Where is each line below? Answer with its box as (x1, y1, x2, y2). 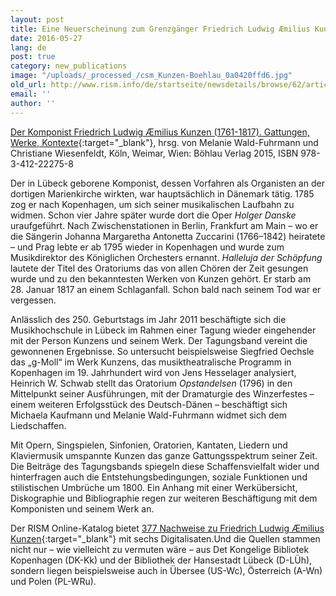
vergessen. (10, 294, 57, 306)
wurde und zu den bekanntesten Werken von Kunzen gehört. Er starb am (10, 272, 312, 285)
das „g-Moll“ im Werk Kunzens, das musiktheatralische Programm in (10, 356, 292, 368)
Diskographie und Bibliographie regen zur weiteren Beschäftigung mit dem (10, 492, 318, 504)
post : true (10, 52, 56, 62)
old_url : (10, 80, 47, 90)
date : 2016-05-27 (10, 33, 83, 43)
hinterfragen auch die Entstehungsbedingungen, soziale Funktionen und (10, 471, 308, 483)
